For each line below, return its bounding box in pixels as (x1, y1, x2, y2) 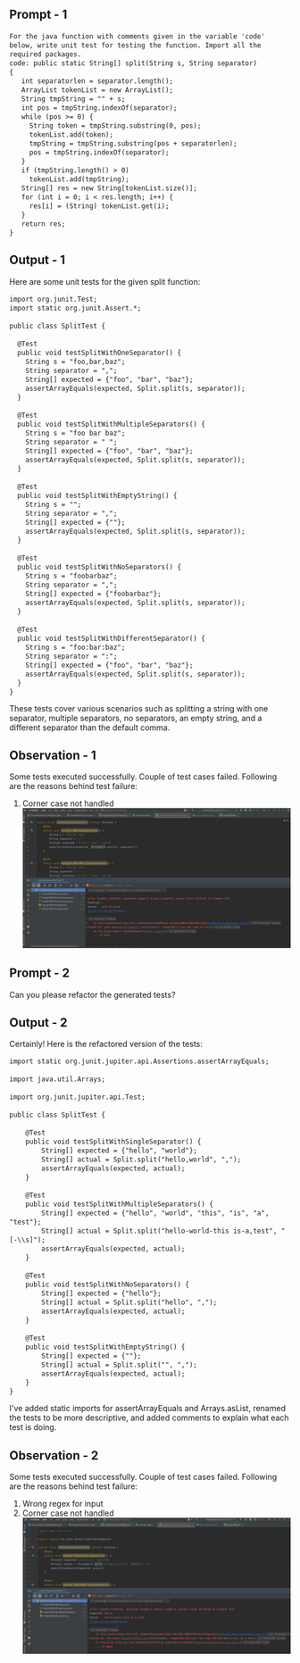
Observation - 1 (9, 748, 96, 763)
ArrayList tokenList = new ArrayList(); (21, 85, 174, 95)
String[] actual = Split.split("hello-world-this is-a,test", (41, 1226, 278, 1235)
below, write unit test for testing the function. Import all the (9, 40, 262, 50)
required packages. (9, 49, 82, 59)
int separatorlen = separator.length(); (21, 76, 174, 86)
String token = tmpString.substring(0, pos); (29, 121, 202, 130)
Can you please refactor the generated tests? (9, 989, 176, 1000)
